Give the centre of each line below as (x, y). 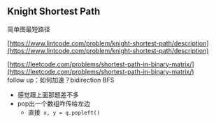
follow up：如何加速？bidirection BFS (61, 80)
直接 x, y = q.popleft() (64, 112)
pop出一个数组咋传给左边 (54, 103)
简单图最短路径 (29, 29)
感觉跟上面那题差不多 (48, 94)
